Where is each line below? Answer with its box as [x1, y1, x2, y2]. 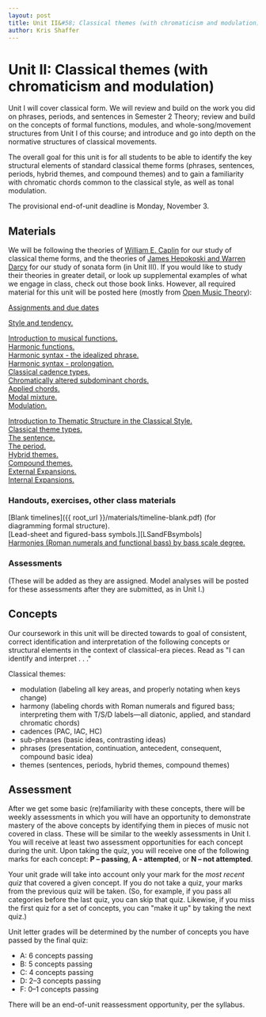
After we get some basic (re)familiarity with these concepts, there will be [8, 804, 245, 813]
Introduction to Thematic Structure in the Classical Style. [8, 417, 192, 426]
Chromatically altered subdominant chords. [8, 375, 149, 385]
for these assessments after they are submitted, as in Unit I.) [8, 584, 205, 594]
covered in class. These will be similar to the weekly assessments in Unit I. [8, 829, 251, 839]
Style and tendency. [8, 318, 74, 328]
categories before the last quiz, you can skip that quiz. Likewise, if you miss [8, 895, 255, 905]
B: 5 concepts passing [19, 959, 93, 969]
